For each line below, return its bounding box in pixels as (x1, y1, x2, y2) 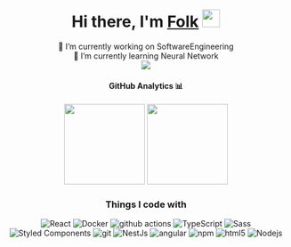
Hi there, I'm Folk (71, 12, 199, 32)
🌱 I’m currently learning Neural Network (73, 50, 219, 61)
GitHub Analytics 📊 (109, 80, 183, 91)
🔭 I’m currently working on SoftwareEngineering (58, 41, 234, 52)
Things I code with (105, 198, 187, 211)
